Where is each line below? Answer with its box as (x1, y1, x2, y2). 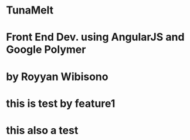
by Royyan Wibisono (6, 70, 108, 83)
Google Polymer (6, 43, 86, 56)
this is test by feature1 (6, 96, 116, 110)
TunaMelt (6, 4, 54, 17)
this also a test (6, 124, 79, 137)
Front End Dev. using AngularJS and (6, 31, 185, 44)
